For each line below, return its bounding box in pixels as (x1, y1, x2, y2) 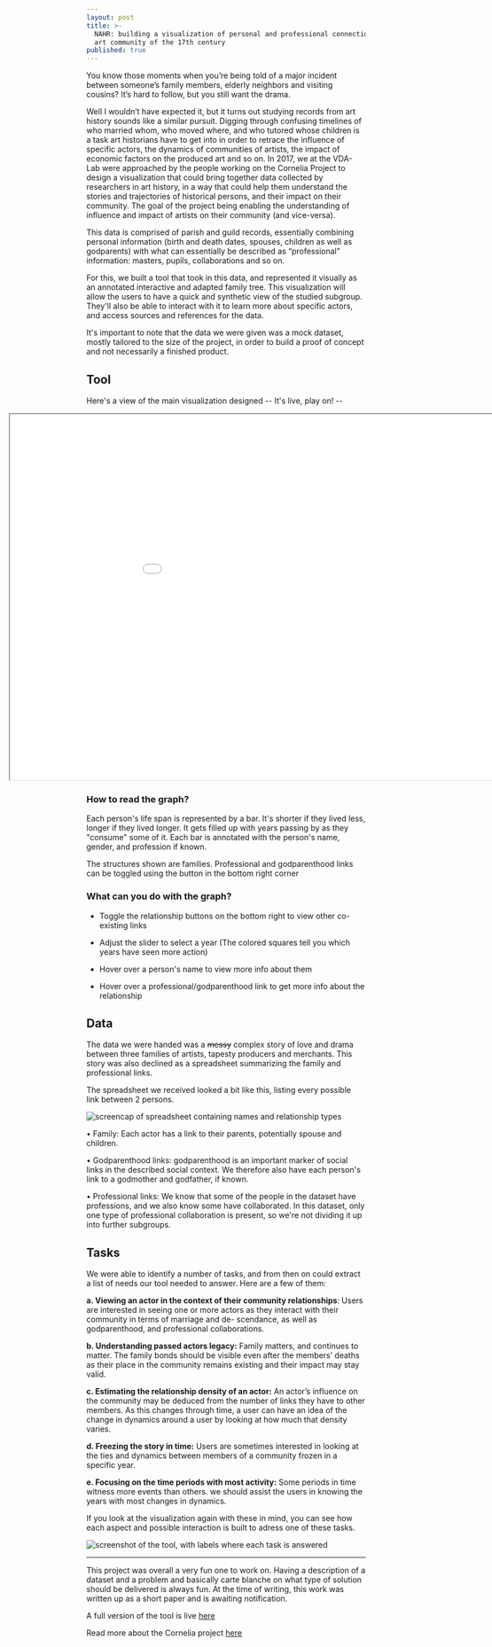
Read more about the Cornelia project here (86, 1627, 243, 1638)
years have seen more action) (98, 946, 208, 957)
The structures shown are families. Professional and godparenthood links (86, 859, 354, 870)
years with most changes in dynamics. (86, 1495, 227, 1507)
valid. (86, 1369, 106, 1379)
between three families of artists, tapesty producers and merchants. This (86, 1049, 353, 1059)
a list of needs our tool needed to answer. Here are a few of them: (86, 1278, 327, 1289)
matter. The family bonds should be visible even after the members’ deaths (86, 1350, 360, 1361)
